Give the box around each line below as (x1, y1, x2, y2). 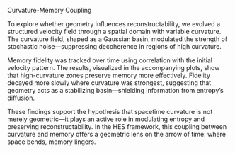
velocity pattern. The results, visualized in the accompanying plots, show (7, 64, 220, 72)
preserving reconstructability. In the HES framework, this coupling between (7, 123, 227, 130)
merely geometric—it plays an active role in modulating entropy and (7, 115, 205, 123)
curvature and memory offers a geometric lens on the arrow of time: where (7, 130, 227, 138)
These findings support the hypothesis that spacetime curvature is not (7, 108, 213, 115)
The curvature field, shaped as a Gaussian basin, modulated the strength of (7, 35, 228, 43)
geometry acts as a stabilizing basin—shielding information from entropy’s (7, 86, 224, 94)
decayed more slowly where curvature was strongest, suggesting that (7, 79, 212, 87)
